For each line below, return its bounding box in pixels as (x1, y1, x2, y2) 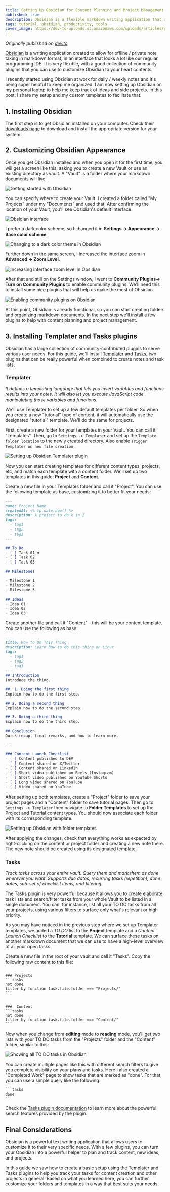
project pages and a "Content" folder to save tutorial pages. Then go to (5, 799, 154, 805)
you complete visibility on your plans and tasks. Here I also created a (5, 1067, 149, 1073)
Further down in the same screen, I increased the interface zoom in (5, 251, 145, 257)
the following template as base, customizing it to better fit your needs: (5, 488, 151, 495)
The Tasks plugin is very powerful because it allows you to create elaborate (5, 890, 163, 897)
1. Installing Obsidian (5, 107, 72, 116)
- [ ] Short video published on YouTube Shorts (5, 775, 108, 780)
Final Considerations (5, 1125, 72, 1134)
